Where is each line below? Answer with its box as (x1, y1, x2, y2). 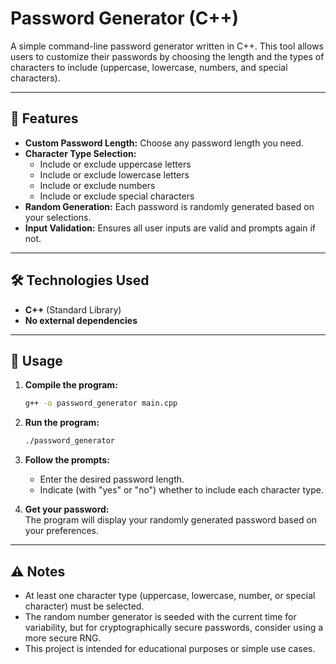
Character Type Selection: (24, 147, 137, 159)
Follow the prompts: (24, 454, 110, 466)
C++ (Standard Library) (24, 303, 122, 316)
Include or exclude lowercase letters (39, 168, 190, 181)
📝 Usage (10, 352, 63, 369)
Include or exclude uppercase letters (39, 158, 192, 170)
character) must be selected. (24, 600, 145, 612)
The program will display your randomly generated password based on (24, 514, 318, 526)
